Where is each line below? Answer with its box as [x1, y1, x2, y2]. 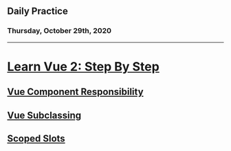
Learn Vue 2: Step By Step [7, 58, 159, 74]
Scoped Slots [7, 133, 65, 145]
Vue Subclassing [7, 109, 82, 121]
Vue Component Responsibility [7, 86, 144, 98]
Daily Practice [7, 5, 69, 17]
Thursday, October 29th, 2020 [7, 26, 112, 36]
